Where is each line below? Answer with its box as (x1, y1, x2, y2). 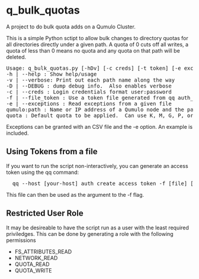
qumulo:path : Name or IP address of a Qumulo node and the (6, 106, 185, 113)
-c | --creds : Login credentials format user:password (6, 88, 172, 95)
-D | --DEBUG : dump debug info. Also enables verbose (6, 82, 172, 89)
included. (6, 129, 29, 137)
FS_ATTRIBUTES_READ (14, 248, 72, 255)
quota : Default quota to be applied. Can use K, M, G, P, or (6, 112, 194, 119)
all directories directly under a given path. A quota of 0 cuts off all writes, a (6, 41, 188, 48)
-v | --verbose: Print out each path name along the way (6, 76, 175, 83)
